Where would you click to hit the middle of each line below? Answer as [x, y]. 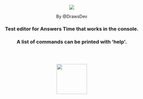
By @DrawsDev [72, 16]
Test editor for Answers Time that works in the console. [72, 29]
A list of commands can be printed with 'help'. [72, 42]
